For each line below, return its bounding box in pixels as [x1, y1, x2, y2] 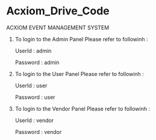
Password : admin [14, 59, 60, 66]
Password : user [14, 93, 55, 101]
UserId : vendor [14, 117, 54, 124]
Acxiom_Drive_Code [6, 4, 110, 18]
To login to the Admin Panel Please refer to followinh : [14, 35, 148, 42]
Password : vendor [14, 128, 62, 135]
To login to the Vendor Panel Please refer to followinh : [14, 105, 151, 112]
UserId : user [14, 82, 48, 89]
